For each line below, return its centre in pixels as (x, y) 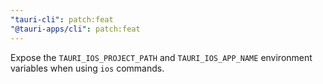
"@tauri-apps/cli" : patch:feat (75, 29)
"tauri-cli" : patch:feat (62, 19)
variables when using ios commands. (87, 68)
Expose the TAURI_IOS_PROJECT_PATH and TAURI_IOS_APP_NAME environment (161, 57)
